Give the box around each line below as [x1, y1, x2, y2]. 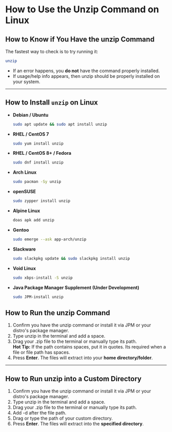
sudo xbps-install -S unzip [12, 275, 73, 280]
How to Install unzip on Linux [5, 98, 98, 107]
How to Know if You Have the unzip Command [5, 35, 155, 44]
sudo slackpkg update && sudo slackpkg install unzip [12, 256, 130, 261]
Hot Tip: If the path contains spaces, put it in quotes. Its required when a [12, 344, 166, 350]
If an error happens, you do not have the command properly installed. [12, 68, 160, 74]
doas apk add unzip [12, 218, 55, 223]
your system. [12, 78, 40, 85]
